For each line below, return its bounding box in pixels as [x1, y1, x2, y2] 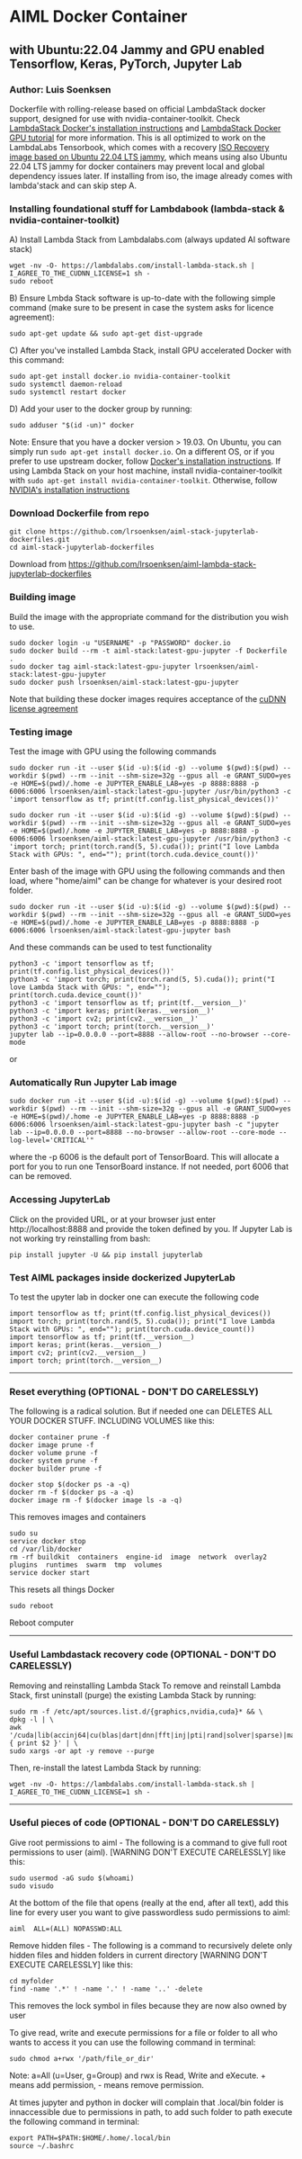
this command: [9, 355, 65, 365]
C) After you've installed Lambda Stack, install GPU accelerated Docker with [9, 345, 292, 356]
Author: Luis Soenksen [9, 83, 111, 95]
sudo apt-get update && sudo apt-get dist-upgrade [9, 329, 203, 338]
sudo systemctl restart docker [9, 388, 127, 397]
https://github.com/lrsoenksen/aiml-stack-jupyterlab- [49, 527, 259, 536]
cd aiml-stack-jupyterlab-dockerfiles [9, 543, 155, 553]
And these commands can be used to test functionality [9, 942, 213, 953]
